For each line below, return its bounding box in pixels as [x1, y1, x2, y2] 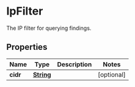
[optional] [97, 70, 126, 78]
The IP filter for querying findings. [6, 24, 92, 32]
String [32, 70, 51, 78]
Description [57, 60, 92, 68]
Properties [6, 42, 48, 52]
